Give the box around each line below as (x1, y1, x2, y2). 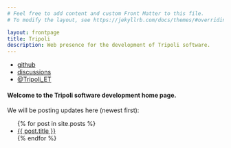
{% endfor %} (16, 134, 57, 142)
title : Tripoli (7, 35, 51, 42)
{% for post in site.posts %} (16, 120, 96, 128)
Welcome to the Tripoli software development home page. (7, 91, 177, 99)
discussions (16, 68, 52, 76)
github (16, 61, 36, 69)
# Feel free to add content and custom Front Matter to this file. (7, 10, 205, 17)
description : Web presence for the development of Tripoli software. (7, 42, 211, 49)
